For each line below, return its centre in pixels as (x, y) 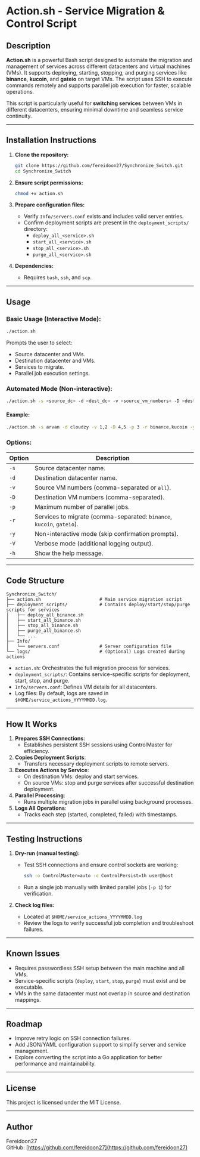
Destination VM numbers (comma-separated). (100, 497)
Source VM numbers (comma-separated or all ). (103, 488)
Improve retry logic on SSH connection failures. (73, 1038)
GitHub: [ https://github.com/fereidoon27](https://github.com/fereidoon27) (97, 1147)
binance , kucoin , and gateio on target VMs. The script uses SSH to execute (99, 79)
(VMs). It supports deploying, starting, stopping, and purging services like (96, 72)
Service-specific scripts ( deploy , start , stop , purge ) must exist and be (100, 980)
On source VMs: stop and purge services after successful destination (109, 783)
